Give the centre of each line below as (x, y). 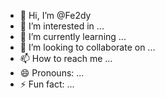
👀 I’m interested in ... (62, 26)
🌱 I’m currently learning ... (73, 36)
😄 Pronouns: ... (52, 73)
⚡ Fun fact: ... (47, 84)
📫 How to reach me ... (66, 58)
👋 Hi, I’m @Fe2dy (55, 15)
